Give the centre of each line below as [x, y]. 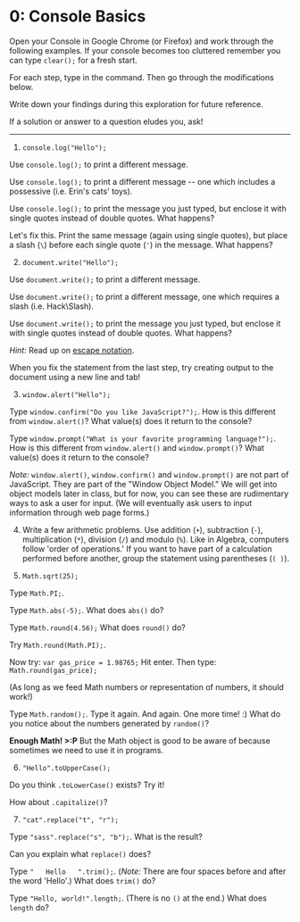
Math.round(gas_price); [54, 670]
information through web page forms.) [79, 512]
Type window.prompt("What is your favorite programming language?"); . [143, 438]
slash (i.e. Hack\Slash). [51, 306]
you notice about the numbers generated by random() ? [109, 723]
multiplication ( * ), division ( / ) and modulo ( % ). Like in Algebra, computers [155, 539]
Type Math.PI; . [37, 593]
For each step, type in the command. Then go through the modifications [142, 77]
